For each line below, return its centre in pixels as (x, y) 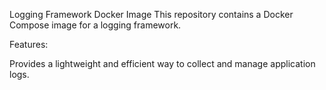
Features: (29, 44)
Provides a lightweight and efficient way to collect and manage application (162, 63)
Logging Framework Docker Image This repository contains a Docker (151, 14)
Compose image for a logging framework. (95, 25)
